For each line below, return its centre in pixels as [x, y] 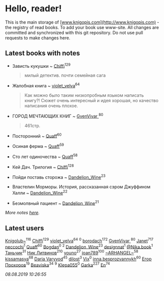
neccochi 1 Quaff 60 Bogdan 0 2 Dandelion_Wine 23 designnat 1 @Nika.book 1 [79, 246]
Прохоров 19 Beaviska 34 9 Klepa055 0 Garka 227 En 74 [58, 264]
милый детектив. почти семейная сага [65, 75]
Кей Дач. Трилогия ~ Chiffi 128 [43, 167]
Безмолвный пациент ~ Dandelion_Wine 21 [55, 203]
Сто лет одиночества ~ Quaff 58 [45, 156]
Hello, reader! [34, 9]
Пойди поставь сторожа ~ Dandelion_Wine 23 [59, 177]
